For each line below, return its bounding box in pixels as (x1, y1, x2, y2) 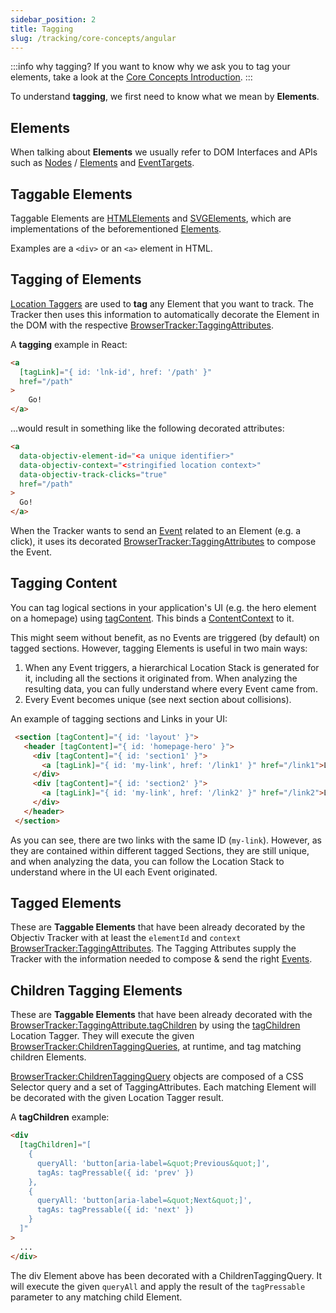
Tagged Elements (10, 895, 122, 912)
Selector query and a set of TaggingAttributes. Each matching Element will (10, 1081, 317, 1093)
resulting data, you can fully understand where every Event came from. (24, 682, 318, 695)
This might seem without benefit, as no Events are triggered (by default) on (10, 631, 320, 643)
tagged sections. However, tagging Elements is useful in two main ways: (10, 642, 308, 654)
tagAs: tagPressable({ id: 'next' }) (36, 1205, 195, 1215)
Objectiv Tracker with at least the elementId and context (10, 932, 242, 944)
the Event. (10, 546, 53, 558)
